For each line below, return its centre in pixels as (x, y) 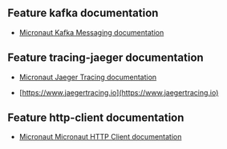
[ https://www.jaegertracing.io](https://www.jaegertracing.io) (119, 92)
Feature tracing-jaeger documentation (105, 58)
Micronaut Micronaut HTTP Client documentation (100, 137)
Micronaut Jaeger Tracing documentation (88, 77)
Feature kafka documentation (83, 13)
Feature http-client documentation (96, 118)
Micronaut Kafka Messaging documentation (91, 32)
